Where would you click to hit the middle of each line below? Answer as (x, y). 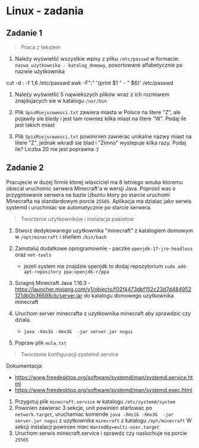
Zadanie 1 (24, 33)
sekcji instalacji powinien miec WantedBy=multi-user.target (87, 427)
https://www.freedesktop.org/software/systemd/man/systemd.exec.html (103, 390)
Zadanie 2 (25, 168)
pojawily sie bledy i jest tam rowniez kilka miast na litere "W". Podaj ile (100, 118)
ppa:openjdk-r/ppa (86, 272)
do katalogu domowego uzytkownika (129, 295)
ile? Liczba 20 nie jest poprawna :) (57, 149)
